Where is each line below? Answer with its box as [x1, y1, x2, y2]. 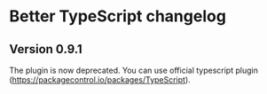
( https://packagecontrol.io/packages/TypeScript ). [9, 74, 191, 85]
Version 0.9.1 [9, 42, 82, 57]
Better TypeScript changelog [9, 6, 226, 27]
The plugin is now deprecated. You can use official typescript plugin [9, 65, 259, 75]
